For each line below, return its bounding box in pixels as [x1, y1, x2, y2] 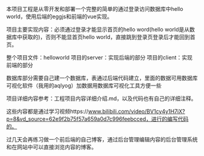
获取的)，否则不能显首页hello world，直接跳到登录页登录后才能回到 [22, 33, 190, 41]
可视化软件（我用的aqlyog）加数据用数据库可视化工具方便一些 [6, 82, 162, 89]
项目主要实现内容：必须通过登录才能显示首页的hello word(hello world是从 [6, 26, 190, 33]
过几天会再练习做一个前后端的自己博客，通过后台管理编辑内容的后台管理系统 [6, 136, 198, 143]
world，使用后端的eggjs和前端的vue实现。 [6, 13, 113, 20]
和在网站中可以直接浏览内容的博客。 [6, 143, 97, 151]
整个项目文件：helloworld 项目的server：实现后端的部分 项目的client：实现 [6, 54, 193, 61]
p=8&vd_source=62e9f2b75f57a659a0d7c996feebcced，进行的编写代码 [6, 115, 189, 123]
